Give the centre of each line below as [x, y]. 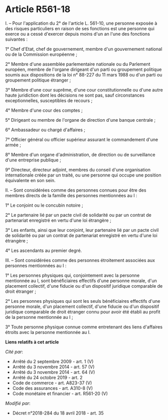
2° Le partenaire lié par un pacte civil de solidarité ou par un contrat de [78, 215]
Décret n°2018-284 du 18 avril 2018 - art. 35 [58, 413]
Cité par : [14, 352]
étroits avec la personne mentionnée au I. [48, 332]
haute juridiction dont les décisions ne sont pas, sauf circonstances [75, 95]
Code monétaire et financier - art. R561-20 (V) [60, 393]
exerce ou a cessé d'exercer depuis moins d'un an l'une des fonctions [78, 34]
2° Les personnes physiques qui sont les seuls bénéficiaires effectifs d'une [83, 301]
